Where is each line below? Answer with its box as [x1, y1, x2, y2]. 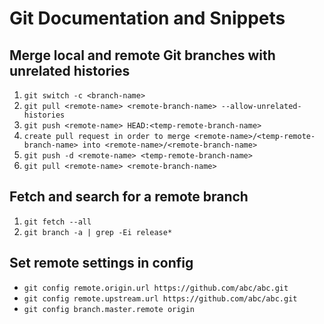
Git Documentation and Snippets [9, 7, 286, 30]
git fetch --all [23, 217, 92, 227]
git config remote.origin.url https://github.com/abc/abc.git [23, 283, 289, 293]
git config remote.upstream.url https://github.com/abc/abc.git [23, 293, 298, 304]
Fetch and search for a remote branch [9, 188, 249, 206]
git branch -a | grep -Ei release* [23, 227, 173, 237]
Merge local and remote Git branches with [9, 47, 276, 64]
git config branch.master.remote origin [23, 304, 195, 314]
